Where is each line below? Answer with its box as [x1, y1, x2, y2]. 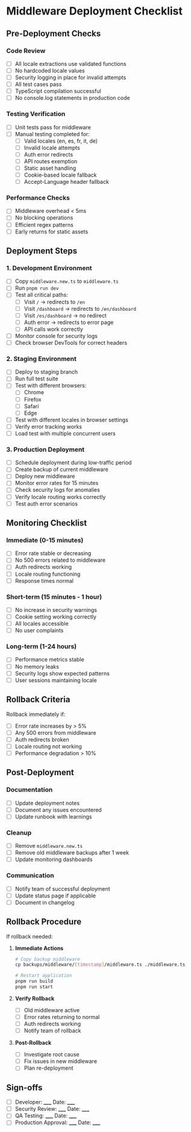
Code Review [6, 47, 46, 55]
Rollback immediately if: [6, 711, 66, 718]
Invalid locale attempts [23, 144, 80, 151]
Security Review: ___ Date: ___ [14, 1105, 90, 1113]
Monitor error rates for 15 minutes [14, 480, 99, 487]
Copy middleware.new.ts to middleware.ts [14, 278, 119, 285]
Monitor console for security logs [14, 332, 98, 339]
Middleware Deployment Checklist [6, 4, 183, 18]
